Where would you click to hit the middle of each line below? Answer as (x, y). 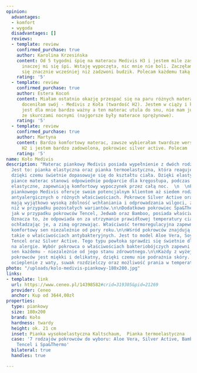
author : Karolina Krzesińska (52, 55)
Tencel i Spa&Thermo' (43, 345)
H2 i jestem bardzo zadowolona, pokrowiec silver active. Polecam (104, 148)
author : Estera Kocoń (43, 93)
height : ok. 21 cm (34, 328)
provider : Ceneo (31, 290)
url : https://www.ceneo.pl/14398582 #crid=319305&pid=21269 (85, 285)
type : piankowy (30, 307)
